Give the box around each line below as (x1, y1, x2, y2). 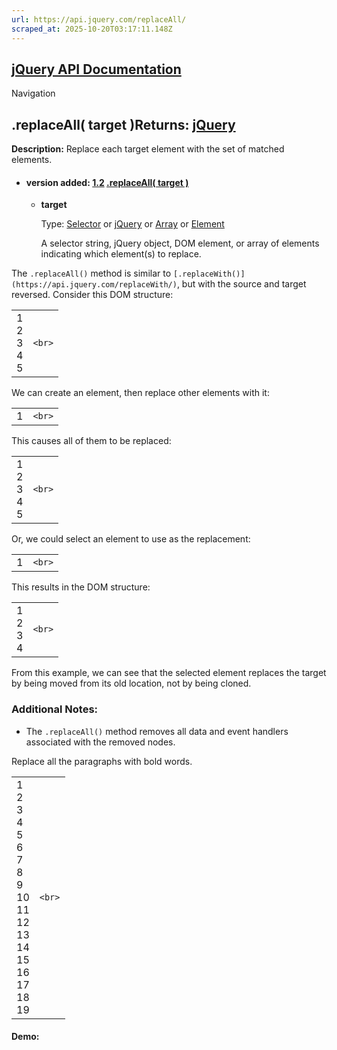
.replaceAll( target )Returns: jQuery (11, 116, 236, 133)
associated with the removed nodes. (25, 736, 176, 748)
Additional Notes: (11, 702, 99, 716)
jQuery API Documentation (11, 61, 182, 78)
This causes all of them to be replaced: (11, 435, 172, 447)
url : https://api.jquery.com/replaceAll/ (11, 14, 187, 25)
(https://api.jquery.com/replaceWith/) (11, 280, 178, 290)
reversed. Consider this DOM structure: (11, 289, 174, 301)
